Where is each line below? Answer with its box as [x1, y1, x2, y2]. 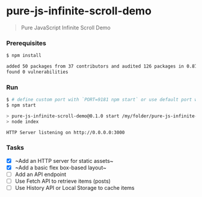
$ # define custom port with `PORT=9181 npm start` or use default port [6, 97, 192, 103]
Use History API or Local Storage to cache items [14, 184, 135, 192]
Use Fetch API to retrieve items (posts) [14, 178, 111, 185]
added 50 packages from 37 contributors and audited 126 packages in [6, 63, 185, 69]
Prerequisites [6, 39, 46, 47]
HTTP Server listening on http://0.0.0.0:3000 [6, 129, 125, 135]
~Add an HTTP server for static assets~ [14, 157, 114, 164]
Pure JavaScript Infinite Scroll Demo [20, 24, 111, 31]
